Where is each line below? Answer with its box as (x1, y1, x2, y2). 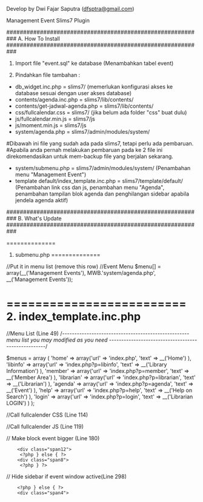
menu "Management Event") (15, 171, 87, 178)
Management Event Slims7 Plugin (6, 17, 90, 24)
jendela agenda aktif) (15, 197, 68, 203)
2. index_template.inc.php (6, 310, 141, 323)
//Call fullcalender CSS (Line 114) (6, 411, 88, 418)
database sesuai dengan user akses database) (15, 90, 132, 96)
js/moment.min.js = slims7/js (15, 122, 87, 129)
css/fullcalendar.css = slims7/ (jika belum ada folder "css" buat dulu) (15, 109, 187, 116)
